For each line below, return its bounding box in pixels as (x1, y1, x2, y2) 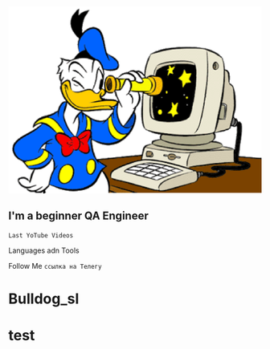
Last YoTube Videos (8, 232, 74, 240)
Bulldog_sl (8, 290, 80, 307)
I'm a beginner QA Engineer (8, 209, 149, 222)
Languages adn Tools (8, 246, 80, 255)
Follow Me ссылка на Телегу (8, 262, 102, 271)
